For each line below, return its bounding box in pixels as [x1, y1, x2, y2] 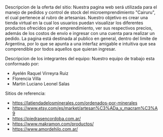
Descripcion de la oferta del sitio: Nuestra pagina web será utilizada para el [5, 4, 157, 10]
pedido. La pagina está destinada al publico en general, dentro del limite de [5, 35, 158, 41]
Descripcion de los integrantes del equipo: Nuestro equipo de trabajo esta [5, 56, 155, 61]
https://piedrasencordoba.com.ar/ [12, 116, 81, 121]
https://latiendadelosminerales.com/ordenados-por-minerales [12, 100, 137, 105]
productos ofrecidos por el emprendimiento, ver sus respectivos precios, [5, 25, 153, 31]
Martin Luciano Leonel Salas [12, 81, 70, 87]
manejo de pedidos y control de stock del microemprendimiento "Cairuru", [5, 9, 156, 15]
